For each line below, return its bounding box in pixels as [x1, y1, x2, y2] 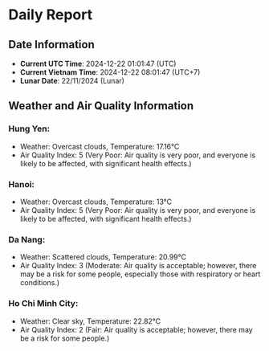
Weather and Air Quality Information [8, 99, 194, 113]
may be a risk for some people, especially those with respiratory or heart [19, 269, 261, 279]
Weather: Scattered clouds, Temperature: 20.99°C [19, 252, 187, 262]
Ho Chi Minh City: [8, 298, 79, 309]
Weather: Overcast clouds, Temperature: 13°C [19, 197, 173, 206]
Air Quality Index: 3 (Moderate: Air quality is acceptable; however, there [19, 261, 257, 271]
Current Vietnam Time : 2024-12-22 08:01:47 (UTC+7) [19, 67, 201, 77]
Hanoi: [8, 178, 35, 190]
